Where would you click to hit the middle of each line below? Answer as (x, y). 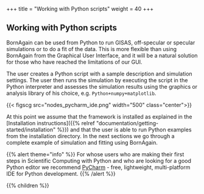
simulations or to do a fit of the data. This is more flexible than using (92, 49)
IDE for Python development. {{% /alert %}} (61, 173)
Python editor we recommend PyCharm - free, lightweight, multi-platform (98, 167)
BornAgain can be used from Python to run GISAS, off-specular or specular (101, 43)
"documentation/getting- (128, 123)
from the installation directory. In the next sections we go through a (90, 136)
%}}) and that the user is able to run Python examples (124, 130)
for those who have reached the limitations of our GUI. (74, 62)
